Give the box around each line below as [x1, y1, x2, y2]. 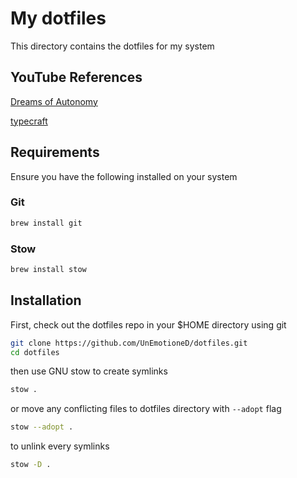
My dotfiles [10, 7, 107, 30]
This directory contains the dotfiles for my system [10, 40, 215, 52]
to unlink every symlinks [10, 440, 110, 452]
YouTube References [10, 69, 143, 86]
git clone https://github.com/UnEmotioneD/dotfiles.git [10, 338, 248, 348]
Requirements [10, 144, 100, 161]
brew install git [10, 218, 83, 228]
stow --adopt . [10, 422, 74, 432]
